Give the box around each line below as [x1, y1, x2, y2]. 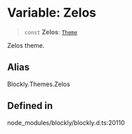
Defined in [7, 100, 53, 112]
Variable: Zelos [7, 5, 97, 21]
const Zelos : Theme [24, 28, 78, 36]
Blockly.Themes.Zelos [7, 80, 71, 88]
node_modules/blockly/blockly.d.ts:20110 [7, 118, 125, 126]
